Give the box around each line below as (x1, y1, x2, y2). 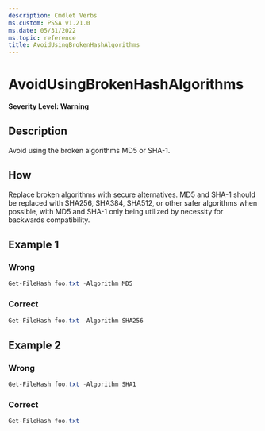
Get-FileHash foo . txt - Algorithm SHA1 (8, 380, 136, 389)
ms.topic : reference (8, 33, 77, 42)
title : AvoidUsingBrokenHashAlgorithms (8, 41, 140, 49)
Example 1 (8, 238, 60, 252)
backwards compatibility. (8, 215, 90, 225)
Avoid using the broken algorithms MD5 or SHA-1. (8, 145, 171, 155)
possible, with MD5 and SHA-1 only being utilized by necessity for (8, 206, 224, 216)
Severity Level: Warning (8, 102, 90, 111)
